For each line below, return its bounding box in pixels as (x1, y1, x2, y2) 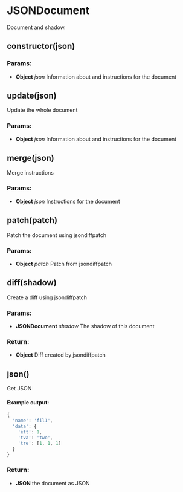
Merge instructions (7, 169, 54, 176)
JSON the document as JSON (15, 479, 90, 487)
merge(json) (7, 153, 55, 163)
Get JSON (7, 385, 32, 392)
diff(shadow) (7, 277, 57, 288)
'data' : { (12, 424, 37, 430)
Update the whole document (7, 106, 78, 114)
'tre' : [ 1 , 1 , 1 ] (18, 440, 62, 446)
